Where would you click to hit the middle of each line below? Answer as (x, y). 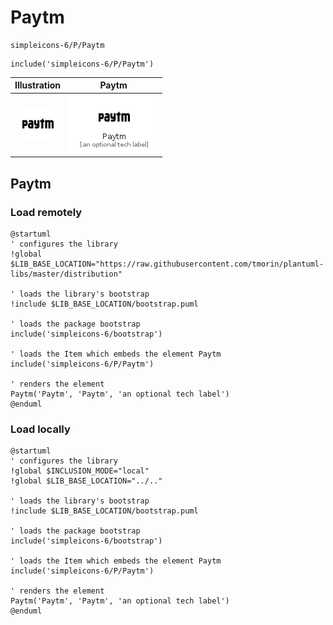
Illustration (38, 85)
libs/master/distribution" (66, 274)
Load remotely (46, 212)
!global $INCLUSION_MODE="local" (80, 471)
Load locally (40, 429)
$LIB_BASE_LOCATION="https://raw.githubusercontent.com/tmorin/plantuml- (167, 264)
